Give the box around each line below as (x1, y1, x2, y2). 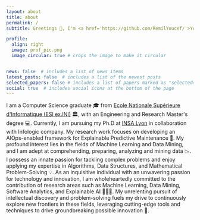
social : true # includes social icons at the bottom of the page (6, 85, 174, 91)
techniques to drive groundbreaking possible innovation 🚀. (6, 207, 150, 214)
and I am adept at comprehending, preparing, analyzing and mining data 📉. (6, 147, 192, 155)
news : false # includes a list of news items (6, 68, 124, 74)
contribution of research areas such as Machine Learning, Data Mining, (6, 182, 181, 189)
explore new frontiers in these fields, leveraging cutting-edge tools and (6, 200, 180, 208)
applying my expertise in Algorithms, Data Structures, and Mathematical (6, 162, 183, 169)
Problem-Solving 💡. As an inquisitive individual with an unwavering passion (6, 169, 190, 176)
